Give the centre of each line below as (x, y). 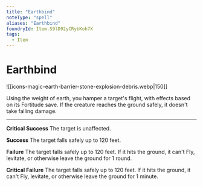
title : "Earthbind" (31, 12)
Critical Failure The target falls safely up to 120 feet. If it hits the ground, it (98, 170)
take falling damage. (32, 111)
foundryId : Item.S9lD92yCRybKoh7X (50, 29)
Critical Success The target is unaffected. (59, 128)
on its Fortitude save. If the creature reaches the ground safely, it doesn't (97, 104)
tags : (13, 34)
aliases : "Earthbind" (34, 23)
